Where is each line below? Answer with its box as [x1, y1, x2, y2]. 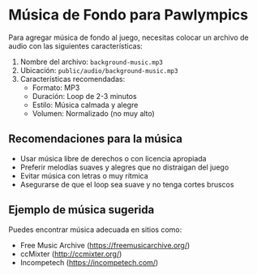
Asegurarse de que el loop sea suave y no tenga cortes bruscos [19, 179, 234, 189]
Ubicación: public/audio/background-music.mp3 [19, 65, 178, 75]
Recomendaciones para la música [8, 132, 183, 146]
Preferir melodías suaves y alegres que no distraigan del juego [19, 162, 229, 172]
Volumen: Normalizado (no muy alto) [32, 108, 156, 118]
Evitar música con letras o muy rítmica [19, 170, 148, 180]
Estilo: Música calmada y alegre [32, 100, 139, 110]
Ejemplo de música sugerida [8, 203, 155, 217]
